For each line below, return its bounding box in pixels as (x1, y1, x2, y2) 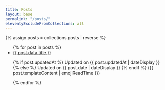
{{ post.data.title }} (12, 50, 51, 56)
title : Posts (5, 7, 33, 12)
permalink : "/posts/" (5, 16, 51, 21)
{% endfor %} (12, 80, 42, 86)
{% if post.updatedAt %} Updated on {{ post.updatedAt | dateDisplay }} (12, 59, 160, 65)
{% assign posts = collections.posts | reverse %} (5, 35, 106, 41)
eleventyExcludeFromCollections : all (5, 21, 84, 26)
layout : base (5, 12, 33, 17)
